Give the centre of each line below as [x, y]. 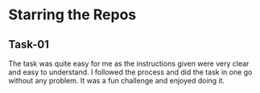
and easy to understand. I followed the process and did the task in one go [130, 72]
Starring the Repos [72, 15]
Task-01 [29, 44]
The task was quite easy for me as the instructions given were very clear [129, 63]
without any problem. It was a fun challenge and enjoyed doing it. [117, 81]
